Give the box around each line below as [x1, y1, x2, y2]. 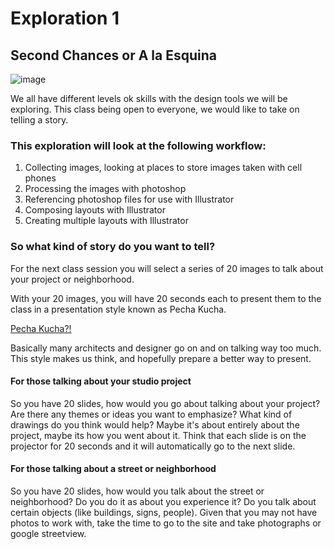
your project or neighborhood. [10, 273, 135, 285]
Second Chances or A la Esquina [10, 47, 217, 64]
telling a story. [10, 114, 69, 126]
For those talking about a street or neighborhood [10, 463, 217, 475]
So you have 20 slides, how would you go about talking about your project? [10, 397, 321, 409]
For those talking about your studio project [10, 375, 192, 387]
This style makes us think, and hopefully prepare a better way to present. [10, 352, 312, 364]
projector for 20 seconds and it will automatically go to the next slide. [10, 440, 296, 452]
